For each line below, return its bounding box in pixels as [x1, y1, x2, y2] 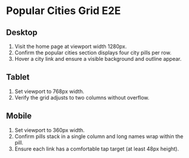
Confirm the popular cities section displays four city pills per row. [14, 49, 171, 56]
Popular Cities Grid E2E [6, 4, 121, 18]
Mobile [6, 111, 32, 121]
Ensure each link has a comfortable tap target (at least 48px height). [14, 145, 180, 152]
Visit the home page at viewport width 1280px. [14, 43, 127, 50]
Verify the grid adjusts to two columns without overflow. [14, 94, 150, 101]
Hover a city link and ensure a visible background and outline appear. [14, 56, 182, 62]
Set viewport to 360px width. [14, 126, 85, 133]
